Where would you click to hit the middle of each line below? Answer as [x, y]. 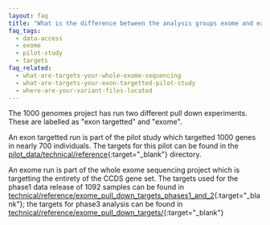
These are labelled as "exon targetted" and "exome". [95, 122]
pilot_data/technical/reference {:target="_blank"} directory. [105, 154]
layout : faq [28, 16]
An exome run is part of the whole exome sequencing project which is [124, 170]
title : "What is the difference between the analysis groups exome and [131, 23]
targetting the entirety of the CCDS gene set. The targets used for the [123, 178]
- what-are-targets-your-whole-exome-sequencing [98, 76]
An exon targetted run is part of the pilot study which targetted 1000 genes [132, 137]
